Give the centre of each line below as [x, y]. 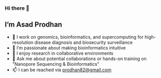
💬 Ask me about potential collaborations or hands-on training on [79, 59]
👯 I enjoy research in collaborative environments [63, 53]
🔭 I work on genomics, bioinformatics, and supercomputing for [78, 37]
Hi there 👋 [17, 8]
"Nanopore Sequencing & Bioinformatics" [56, 64]
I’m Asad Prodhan [33, 25]
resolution [23, 42]
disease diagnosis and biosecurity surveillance [84, 42]
